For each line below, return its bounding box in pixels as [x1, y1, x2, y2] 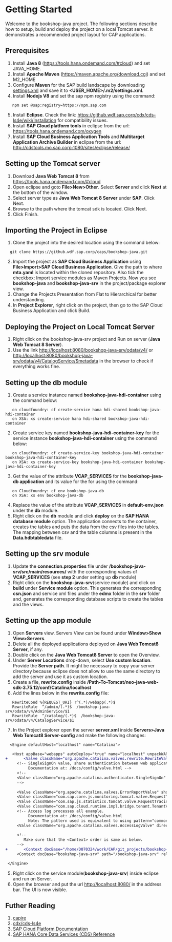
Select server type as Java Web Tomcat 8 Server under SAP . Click [12, 195, 155, 201]
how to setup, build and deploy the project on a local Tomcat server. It [5, 26, 153, 32]
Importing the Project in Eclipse [5, 226, 107, 235]
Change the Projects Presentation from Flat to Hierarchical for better [12, 291, 157, 297]
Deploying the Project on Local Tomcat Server [5, 322, 155, 331]
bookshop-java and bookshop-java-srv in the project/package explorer [12, 280, 166, 286]
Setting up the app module [5, 616, 92, 625]
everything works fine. [12, 363, 60, 370]
